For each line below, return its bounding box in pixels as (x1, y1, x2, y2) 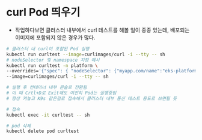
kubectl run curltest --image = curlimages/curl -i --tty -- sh (6, 51, 165, 57)
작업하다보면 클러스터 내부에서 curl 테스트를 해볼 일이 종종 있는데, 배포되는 (14, 26, 190, 34)
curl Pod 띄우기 (6, 5, 81, 19)
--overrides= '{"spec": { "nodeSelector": (6, 68, 112, 74)
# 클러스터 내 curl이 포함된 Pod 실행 (6, 45, 90, 51)
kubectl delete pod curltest (6, 128, 79, 135)
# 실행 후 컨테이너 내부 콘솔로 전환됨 (6, 84, 87, 90)
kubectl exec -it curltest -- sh (6, 112, 90, 118)
